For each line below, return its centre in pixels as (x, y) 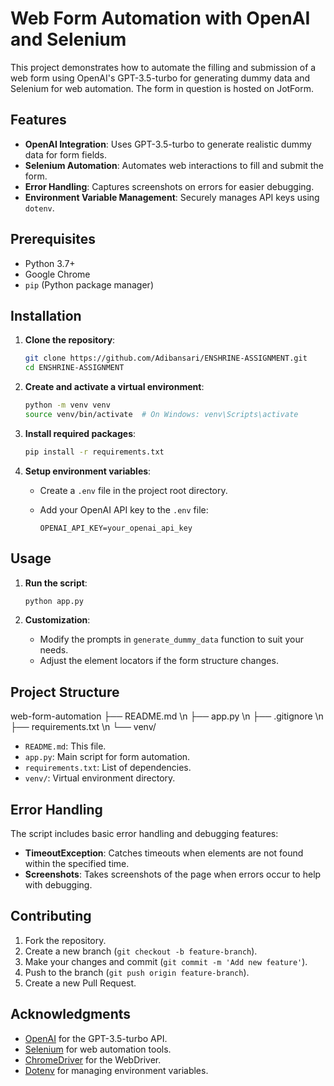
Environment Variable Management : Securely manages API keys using (172, 197)
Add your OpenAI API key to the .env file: (124, 509)
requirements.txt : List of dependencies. (108, 768)
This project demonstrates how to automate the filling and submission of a (163, 67)
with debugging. (58, 885)
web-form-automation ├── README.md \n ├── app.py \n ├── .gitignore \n (167, 716)
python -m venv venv (67, 405)
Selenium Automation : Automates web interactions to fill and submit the (174, 165)
